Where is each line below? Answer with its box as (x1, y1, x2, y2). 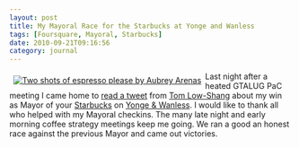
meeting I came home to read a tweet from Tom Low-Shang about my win (9, 91, 283, 101)
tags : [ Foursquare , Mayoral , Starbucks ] (9, 30, 163, 39)
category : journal (9, 47, 78, 56)
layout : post (9, 13, 58, 22)
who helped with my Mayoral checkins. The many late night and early (9, 109, 267, 120)
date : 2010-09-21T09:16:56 (9, 38, 110, 48)
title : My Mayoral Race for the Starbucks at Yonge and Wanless (9, 22, 255, 30)
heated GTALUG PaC (205, 81, 283, 91)
